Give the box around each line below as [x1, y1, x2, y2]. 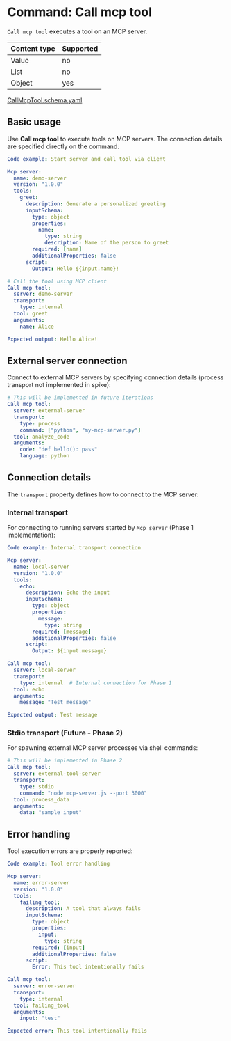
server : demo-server [13, 290, 73, 298]
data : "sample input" [19, 809, 82, 816]
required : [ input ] [32, 944, 85, 951]
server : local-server [13, 666, 76, 674]
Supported [62, 43, 99, 53]
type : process [19, 420, 60, 427]
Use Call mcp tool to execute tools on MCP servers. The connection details [7, 134, 223, 143]
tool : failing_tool [13, 1002, 70, 1009]
